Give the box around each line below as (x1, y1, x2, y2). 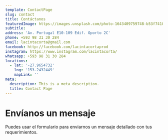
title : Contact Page (9, 86, 52, 91)
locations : (5, 58, 28, 63)
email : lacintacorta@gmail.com (5, 40, 70, 45)
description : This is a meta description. (9, 81, 99, 86)
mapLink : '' (14, 72, 39, 77)
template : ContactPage (5, 7, 52, 12)
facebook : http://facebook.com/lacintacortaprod (5, 44, 108, 49)
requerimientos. (5, 129, 38, 135)
